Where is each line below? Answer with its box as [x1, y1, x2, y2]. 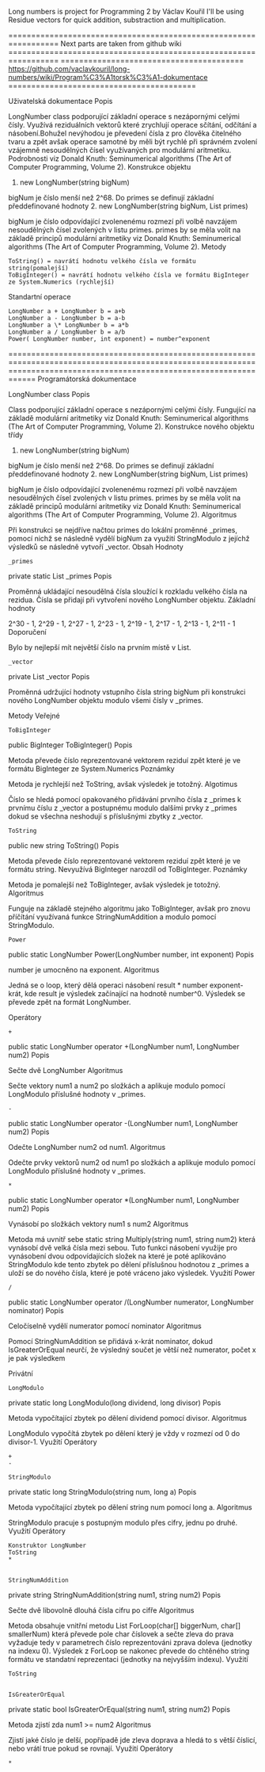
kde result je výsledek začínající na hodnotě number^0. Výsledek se [25, 989, 245, 998]
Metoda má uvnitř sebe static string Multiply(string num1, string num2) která [8, 1235, 256, 1243]
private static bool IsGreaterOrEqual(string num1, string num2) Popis [8, 1705, 231, 1714]
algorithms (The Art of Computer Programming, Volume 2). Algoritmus [8, 510, 237, 519]
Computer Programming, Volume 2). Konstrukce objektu [8, 162, 191, 171]
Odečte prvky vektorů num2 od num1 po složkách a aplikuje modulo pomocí [8, 1158, 256, 1167]
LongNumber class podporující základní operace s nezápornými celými [8, 112, 240, 121]
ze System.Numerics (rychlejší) [8, 278, 115, 286]
